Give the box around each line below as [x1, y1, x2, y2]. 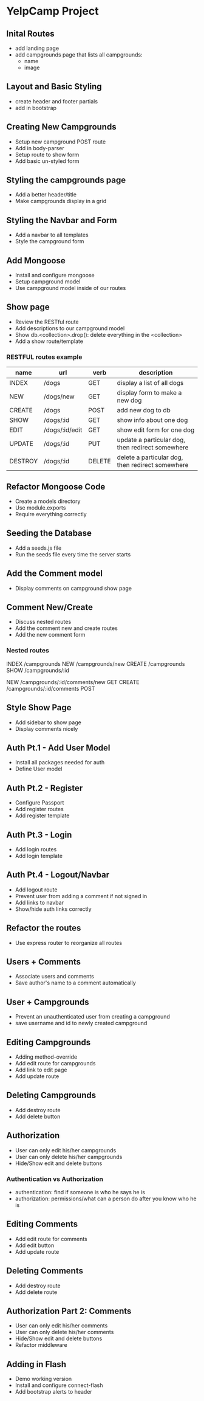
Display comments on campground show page [15, 584, 132, 592]
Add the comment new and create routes [15, 624, 118, 632]
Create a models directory [15, 497, 81, 505]
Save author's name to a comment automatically [15, 979, 137, 986]
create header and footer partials [15, 97, 98, 105]
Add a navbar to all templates [15, 231, 89, 238]
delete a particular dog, [117, 453, 183, 462]
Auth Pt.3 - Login [6, 829, 72, 840]
